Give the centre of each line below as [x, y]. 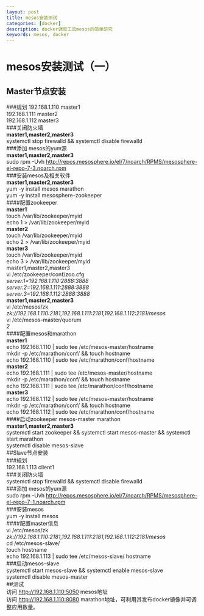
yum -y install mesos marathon [45, 189]
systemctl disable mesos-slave [45, 446]
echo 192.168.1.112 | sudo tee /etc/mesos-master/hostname [80, 399]
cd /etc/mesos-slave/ [33, 543]
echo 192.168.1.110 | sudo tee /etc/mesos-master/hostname [80, 347]
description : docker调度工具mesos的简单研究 [59, 29]
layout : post [23, 12]
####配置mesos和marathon [41, 334]
